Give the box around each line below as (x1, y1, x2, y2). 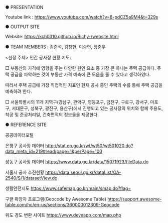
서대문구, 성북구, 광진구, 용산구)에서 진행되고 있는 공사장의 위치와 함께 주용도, (12, 105, 163, 111)
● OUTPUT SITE (5, 24, 40, 30)
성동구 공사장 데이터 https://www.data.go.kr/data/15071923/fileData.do (5, 159, 149, 165)
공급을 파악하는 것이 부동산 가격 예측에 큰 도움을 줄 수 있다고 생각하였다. (10, 71, 151, 77)
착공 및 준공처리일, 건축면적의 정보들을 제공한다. (5, 111, 99, 118)
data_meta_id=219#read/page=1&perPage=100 (5, 148, 103, 154)
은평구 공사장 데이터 (5, 143, 44, 149)
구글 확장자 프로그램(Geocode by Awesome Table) (5, 196, 107, 202)
